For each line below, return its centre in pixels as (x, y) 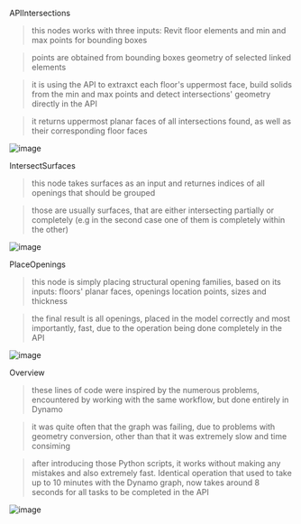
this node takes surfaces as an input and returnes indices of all (148, 183)
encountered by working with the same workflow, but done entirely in (160, 400)
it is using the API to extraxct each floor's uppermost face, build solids (162, 84)
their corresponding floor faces (89, 131)
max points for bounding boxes (89, 40)
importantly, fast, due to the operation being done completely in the (156, 328)
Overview (27, 372)
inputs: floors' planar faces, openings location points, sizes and (149, 291)
